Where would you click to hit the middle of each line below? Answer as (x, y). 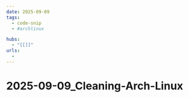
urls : (13, 51)
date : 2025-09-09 (28, 12)
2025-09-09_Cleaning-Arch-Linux (95, 86)
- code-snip (27, 23)
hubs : (13, 40)
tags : (13, 17)
